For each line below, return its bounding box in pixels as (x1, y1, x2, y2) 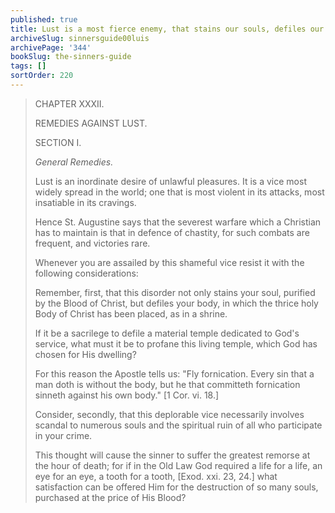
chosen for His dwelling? (34, 348, 137, 360)
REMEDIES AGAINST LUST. (34, 117, 148, 129)
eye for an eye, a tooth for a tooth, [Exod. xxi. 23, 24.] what (34, 470, 278, 482)
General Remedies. (34, 156, 114, 168)
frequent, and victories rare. (34, 237, 151, 249)
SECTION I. (34, 136, 82, 148)
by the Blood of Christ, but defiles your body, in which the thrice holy (34, 297, 319, 309)
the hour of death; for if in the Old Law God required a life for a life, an (34, 459, 323, 471)
